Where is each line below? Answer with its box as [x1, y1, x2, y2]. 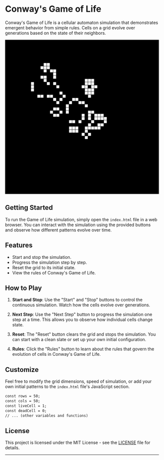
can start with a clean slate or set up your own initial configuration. [12, 337, 146, 343]
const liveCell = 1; [5, 404, 47, 409]
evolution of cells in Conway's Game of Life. [12, 351, 101, 357]
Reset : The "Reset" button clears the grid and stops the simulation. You [12, 331, 156, 337]
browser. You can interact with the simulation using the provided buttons [5, 222, 151, 228]
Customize [5, 366, 39, 374]
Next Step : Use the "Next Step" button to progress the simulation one [12, 312, 152, 318]
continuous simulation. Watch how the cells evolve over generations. [12, 302, 150, 308]
